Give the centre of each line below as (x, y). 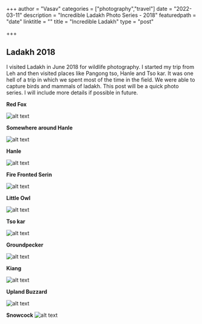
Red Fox (17, 104)
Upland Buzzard (27, 291)
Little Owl (18, 198)
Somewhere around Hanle (39, 128)
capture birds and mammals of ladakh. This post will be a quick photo (93, 86)
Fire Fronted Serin (29, 174)
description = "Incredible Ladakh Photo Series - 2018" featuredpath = (110, 15)
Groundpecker (25, 245)
